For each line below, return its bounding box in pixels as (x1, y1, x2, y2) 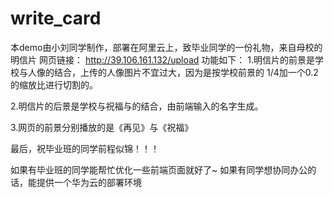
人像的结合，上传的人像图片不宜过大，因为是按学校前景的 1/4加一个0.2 (27, 66, 319, 78)
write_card (10, 7, 102, 30)
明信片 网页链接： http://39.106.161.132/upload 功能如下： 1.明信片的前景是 (10, 53, 315, 66)
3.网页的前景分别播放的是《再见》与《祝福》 (10, 121, 194, 133)
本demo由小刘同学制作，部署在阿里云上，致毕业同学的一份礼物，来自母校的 (10, 41, 323, 53)
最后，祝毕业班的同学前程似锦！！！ (10, 142, 160, 154)
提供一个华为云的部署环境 (36, 176, 142, 188)
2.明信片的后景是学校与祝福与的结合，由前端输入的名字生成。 (10, 100, 264, 112)
